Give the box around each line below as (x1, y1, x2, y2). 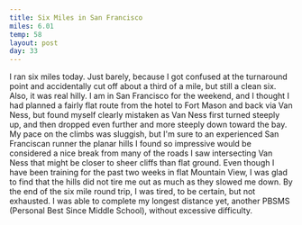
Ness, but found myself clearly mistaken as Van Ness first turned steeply (9, 110, 280, 121)
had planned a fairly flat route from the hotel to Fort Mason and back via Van (9, 100, 293, 111)
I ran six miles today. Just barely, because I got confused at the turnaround (9, 71, 288, 82)
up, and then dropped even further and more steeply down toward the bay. (9, 119, 288, 130)
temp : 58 (9, 30, 42, 39)
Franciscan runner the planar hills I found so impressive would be (9, 139, 252, 149)
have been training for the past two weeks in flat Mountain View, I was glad (9, 167, 288, 178)
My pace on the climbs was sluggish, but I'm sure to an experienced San (9, 129, 279, 139)
